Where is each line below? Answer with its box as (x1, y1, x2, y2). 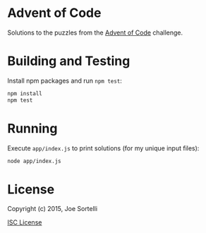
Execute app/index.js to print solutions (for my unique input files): (7, 143, 200, 153)
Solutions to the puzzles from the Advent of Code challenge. (7, 28, 183, 37)
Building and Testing (7, 53, 131, 69)
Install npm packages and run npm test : (7, 76, 122, 85)
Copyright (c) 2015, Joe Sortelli (7, 205, 97, 213)
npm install (7, 90, 42, 97)
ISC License (7, 218, 42, 227)
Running (7, 120, 58, 136)
